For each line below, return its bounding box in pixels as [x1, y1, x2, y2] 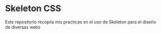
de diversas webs [5, 24, 40, 30]
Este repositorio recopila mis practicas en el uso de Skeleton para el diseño [5, 19, 156, 25]
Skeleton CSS [5, 3, 61, 14]
